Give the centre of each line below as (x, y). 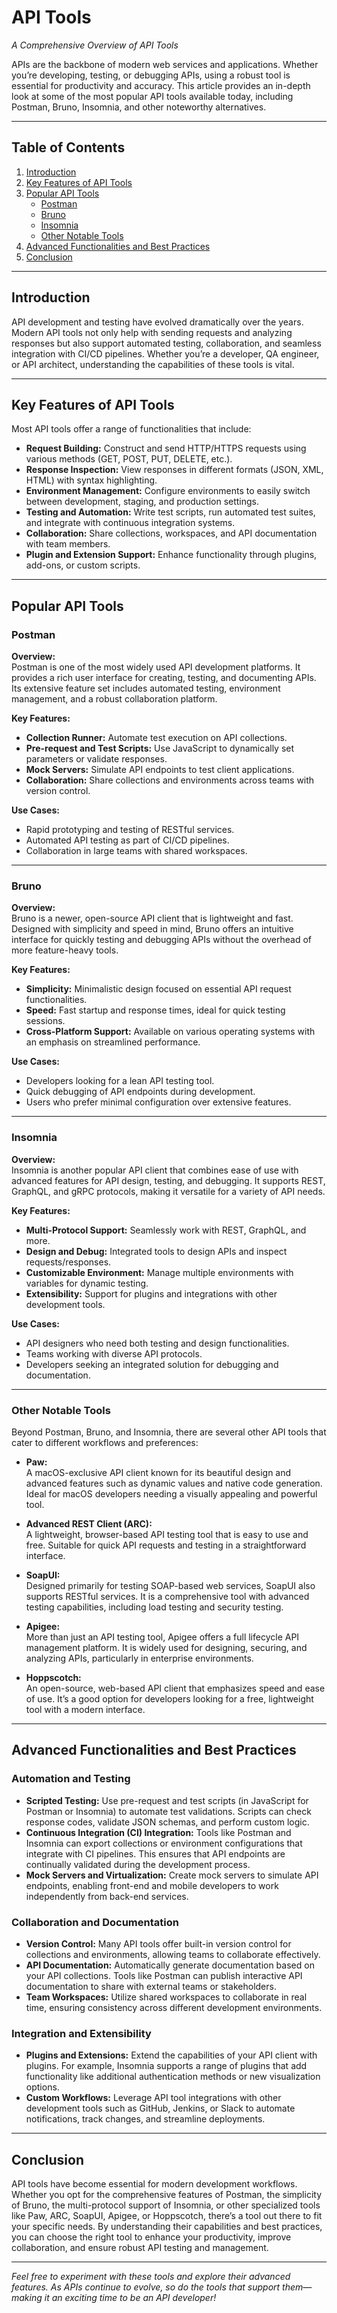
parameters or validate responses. (96, 759)
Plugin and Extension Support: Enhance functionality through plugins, (171, 555)
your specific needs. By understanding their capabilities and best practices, (167, 2227)
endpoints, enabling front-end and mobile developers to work (152, 1885)
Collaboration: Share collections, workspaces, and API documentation (171, 533)
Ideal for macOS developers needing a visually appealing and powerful (171, 1493)
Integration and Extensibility (81, 2033)
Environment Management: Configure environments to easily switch (168, 491)
